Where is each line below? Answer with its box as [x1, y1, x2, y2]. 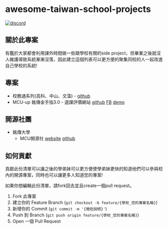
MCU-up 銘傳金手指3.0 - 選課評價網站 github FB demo [12, 99, 125, 105]
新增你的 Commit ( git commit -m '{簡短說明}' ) [12, 206, 107, 212]
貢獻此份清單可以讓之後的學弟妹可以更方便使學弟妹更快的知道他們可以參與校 [5, 166, 163, 172]
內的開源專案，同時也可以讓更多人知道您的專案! [5, 172, 103, 178]
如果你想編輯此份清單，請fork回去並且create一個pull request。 [5, 182, 134, 188]
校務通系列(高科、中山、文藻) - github [12, 92, 91, 98]
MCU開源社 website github [19, 135, 75, 141]
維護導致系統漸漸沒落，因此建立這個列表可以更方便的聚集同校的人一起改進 [9, 56, 163, 62]
